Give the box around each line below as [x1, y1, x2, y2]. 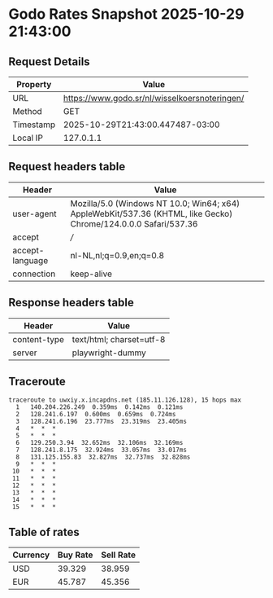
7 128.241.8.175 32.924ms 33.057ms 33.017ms [15, 446, 187, 455]
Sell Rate [101, 549, 136, 561]
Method [12, 106, 42, 117]
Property [15, 79, 52, 90]
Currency [12, 549, 50, 561]
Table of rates [8, 525, 80, 539]
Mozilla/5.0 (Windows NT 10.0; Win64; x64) [70, 197, 240, 209]
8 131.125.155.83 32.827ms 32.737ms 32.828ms [15, 453, 191, 461]
